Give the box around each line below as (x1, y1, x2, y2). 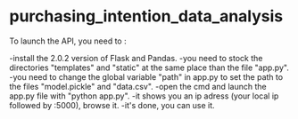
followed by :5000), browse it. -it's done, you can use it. (9, 99, 216, 110)
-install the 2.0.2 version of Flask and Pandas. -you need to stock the (9, 52, 263, 63)
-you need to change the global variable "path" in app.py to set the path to (9, 71, 284, 82)
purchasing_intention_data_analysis (9, 6, 284, 27)
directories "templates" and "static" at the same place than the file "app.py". (9, 62, 290, 73)
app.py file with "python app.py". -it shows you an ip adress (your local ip (9, 91, 279, 101)
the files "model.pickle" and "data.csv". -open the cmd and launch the (9, 81, 267, 91)
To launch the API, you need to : (9, 36, 127, 46)
